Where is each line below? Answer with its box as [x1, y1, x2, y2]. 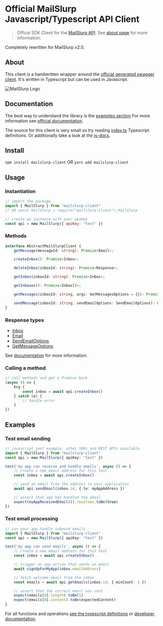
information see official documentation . [5, 118, 83, 124]
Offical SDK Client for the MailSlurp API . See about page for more [16, 30, 148, 35]
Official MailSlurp [5, 3, 77, 15]
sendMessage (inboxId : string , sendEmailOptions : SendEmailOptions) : [14, 301, 155, 305]
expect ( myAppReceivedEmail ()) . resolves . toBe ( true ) [14, 499, 118, 504]
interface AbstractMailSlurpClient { [5, 243, 81, 248]
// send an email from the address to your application [14, 482, 130, 487]
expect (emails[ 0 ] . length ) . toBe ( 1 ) [14, 593, 83, 598]
